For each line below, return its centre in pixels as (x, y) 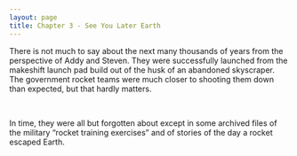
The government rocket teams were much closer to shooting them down (141, 79)
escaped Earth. (37, 142)
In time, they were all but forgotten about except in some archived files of (143, 123)
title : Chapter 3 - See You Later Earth (85, 26)
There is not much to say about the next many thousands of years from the (146, 51)
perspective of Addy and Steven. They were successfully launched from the (148, 60)
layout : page (33, 17)
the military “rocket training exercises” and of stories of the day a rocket (141, 132)
